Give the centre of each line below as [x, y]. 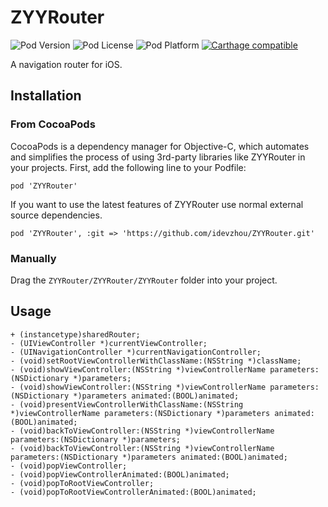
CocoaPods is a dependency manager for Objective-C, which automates [160, 146]
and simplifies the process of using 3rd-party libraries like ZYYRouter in [158, 157]
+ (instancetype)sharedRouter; [75, 334]
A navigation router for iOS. [66, 64]
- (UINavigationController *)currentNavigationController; [136, 352]
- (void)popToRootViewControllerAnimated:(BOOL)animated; [133, 492]
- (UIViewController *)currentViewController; [109, 343]
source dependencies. [56, 215]
